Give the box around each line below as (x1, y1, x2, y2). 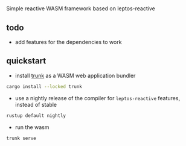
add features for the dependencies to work (14, 39, 122, 45)
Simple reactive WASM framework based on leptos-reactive (6, 5, 155, 12)
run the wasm (14, 123, 50, 131)
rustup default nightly (6, 112, 66, 119)
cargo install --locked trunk (6, 83, 83, 89)
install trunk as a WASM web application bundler (14, 72, 136, 79)
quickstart (6, 56, 46, 66)
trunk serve (6, 135, 36, 141)
